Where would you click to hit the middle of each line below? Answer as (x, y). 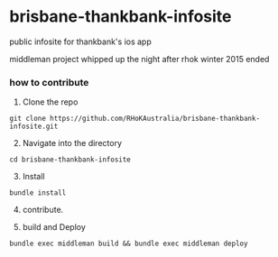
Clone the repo (50, 102)
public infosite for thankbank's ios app (80, 41)
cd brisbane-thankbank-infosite (70, 160)
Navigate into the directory (72, 143)
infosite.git (34, 127)
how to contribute (49, 82)
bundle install (38, 193)
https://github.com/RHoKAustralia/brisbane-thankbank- (154, 119)
